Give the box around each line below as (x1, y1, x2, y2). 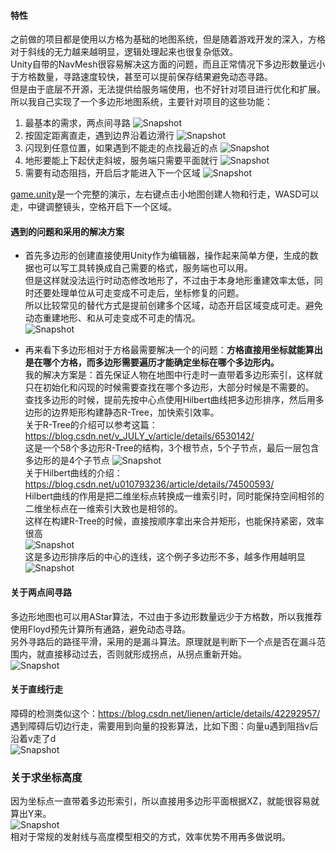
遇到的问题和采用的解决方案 (10, 225, 125, 237)
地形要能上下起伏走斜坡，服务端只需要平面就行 (24, 155, 218, 167)
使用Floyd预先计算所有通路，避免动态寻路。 (10, 623, 191, 635)
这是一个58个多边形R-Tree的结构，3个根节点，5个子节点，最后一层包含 (24, 442, 320, 454)
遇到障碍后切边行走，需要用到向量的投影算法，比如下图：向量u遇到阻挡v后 (10, 720, 319, 732)
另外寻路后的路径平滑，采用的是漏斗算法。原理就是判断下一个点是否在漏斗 (10, 635, 317, 647)
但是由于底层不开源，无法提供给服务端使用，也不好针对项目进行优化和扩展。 (10, 83, 326, 95)
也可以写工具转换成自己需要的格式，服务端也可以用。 (33, 262, 253, 274)
